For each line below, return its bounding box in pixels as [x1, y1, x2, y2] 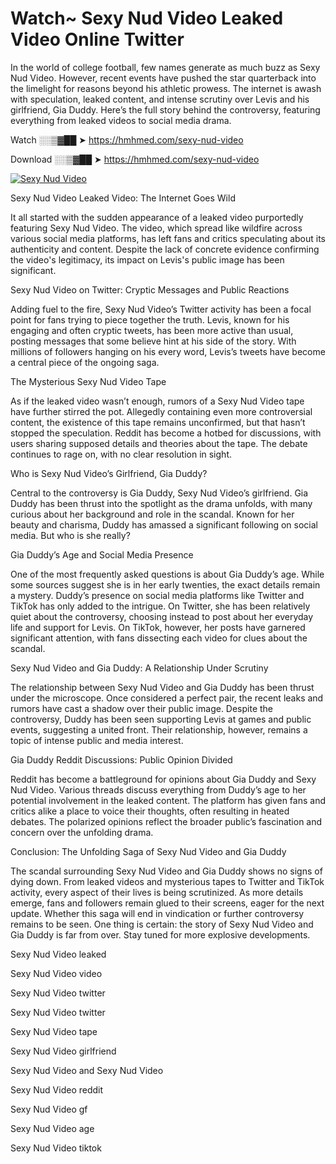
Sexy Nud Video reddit [10, 1083, 104, 1096]
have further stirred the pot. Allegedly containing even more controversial [10, 405, 313, 417]
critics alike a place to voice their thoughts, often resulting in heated [10, 805, 290, 817]
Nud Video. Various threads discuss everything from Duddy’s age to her [10, 783, 307, 796]
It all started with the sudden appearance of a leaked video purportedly [10, 211, 304, 223]
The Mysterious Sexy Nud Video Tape [10, 375, 167, 387]
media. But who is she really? [10, 529, 131, 541]
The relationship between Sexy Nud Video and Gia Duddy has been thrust [10, 681, 315, 693]
